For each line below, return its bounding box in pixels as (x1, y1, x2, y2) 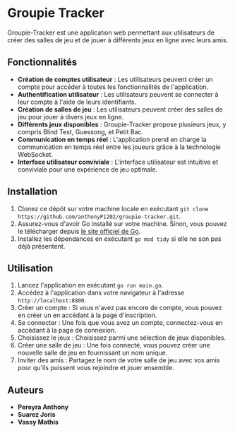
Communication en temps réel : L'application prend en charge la (17, 135, 207, 143)
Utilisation (7, 262, 54, 274)
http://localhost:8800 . (17, 296, 87, 304)
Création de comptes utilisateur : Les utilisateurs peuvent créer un (17, 75, 213, 83)
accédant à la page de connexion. (17, 326, 116, 335)
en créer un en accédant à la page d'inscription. (17, 311, 157, 319)
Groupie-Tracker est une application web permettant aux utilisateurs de (7, 28, 215, 37)
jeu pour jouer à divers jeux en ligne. (17, 112, 124, 121)
